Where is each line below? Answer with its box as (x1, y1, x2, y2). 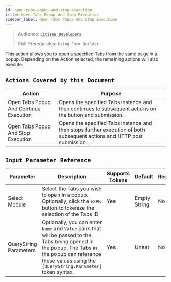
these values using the (42, 257, 96, 264)
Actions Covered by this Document (5, 76, 115, 84)
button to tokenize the (42, 204, 94, 211)
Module (8, 201, 26, 208)
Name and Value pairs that (42, 225, 101, 232)
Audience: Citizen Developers (17, 31, 82, 37)
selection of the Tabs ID (42, 211, 99, 217)
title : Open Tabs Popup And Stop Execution (5, 12, 99, 17)
